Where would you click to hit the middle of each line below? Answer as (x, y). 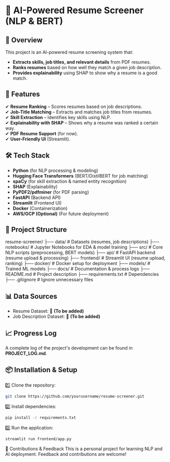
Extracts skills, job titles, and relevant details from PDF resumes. (82, 62)
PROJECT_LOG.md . (26, 354)
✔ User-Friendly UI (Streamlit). (38, 139)
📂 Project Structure (36, 230)
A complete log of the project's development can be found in (69, 348)
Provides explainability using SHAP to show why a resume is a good (85, 73)
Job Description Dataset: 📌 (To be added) (56, 316)
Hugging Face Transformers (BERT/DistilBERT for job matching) (80, 176)
